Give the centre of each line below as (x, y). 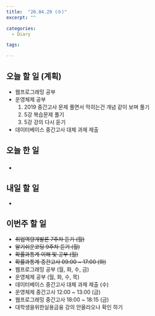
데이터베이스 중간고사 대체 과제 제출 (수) (62, 285)
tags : (13, 45)
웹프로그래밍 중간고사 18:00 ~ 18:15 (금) (62, 300)
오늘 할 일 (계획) (34, 76)
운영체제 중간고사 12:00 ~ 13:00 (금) (58, 292)
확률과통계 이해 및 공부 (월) (47, 254)
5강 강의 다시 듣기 (45, 122)
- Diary (21, 34)
